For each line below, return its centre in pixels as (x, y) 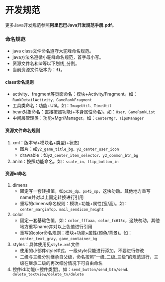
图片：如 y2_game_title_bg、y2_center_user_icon (69, 149)
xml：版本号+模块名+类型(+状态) (46, 142)
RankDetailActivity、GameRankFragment (52, 100)
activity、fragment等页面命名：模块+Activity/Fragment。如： (75, 94)
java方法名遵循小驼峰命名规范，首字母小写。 (58, 57)
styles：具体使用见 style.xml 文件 (46, 244)
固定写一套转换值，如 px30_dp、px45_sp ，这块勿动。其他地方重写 (85, 191)
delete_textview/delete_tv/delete (48, 274)
